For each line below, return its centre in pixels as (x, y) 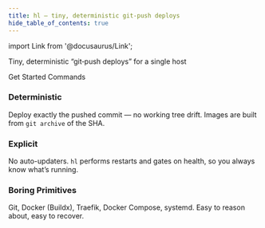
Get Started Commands (47, 77)
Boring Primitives (43, 191)
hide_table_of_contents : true (59, 23)
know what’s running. (43, 170)
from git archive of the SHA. (57, 123)
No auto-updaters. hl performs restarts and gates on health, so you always (132, 161)
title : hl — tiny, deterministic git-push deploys (94, 16)
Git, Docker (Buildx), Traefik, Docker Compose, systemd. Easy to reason (127, 207)
